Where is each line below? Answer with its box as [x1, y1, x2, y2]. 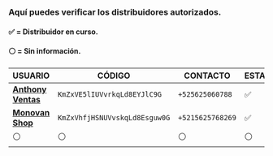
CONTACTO [184, 70, 231, 81]
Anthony [12, 84, 47, 95]
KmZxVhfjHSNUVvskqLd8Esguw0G [57, 113, 171, 122]
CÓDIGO [97, 70, 131, 81]
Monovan [12, 106, 50, 118]
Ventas [12, 93, 41, 105]
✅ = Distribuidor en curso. [8, 27, 99, 37]
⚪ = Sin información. [8, 46, 81, 56]
